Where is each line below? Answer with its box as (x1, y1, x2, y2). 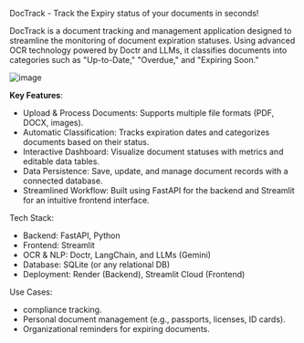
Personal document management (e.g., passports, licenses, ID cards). (22, 314, 286, 325)
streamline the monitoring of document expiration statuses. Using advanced (9, 36, 296, 46)
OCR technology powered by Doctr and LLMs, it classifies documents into (9, 45, 288, 56)
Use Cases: (9, 286, 53, 297)
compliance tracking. (22, 305, 102, 315)
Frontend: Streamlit (22, 240, 96, 250)
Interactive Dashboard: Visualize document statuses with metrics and (22, 146, 284, 157)
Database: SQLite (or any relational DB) (22, 259, 171, 270)
